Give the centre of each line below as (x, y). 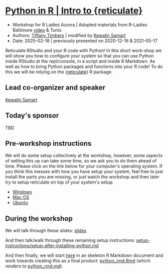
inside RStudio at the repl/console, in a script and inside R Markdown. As (80, 61)
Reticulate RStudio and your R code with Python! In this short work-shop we (83, 50)
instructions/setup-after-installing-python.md (52, 246)
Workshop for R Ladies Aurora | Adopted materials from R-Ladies (80, 25)
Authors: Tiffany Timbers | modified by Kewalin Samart (69, 35)
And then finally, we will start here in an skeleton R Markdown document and (84, 255)
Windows (22, 192)
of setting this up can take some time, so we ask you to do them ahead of (81, 161)
